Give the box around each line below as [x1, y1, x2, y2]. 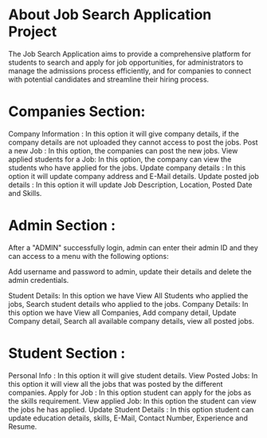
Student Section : [8, 344, 126, 362]
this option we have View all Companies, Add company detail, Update [8, 308, 237, 317]
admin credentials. [8, 275, 69, 285]
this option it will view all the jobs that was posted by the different [8, 379, 223, 388]
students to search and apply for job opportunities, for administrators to [8, 58, 244, 67]
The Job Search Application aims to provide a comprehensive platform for [8, 49, 251, 58]
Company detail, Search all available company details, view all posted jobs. [8, 316, 255, 325]
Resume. [8, 421, 37, 431]
